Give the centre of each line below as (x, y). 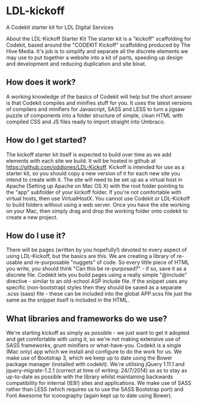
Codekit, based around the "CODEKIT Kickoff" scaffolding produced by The (98, 45)
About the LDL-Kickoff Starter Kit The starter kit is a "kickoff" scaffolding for (99, 38)
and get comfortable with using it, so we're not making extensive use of (93, 339)
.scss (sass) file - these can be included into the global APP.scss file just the (99, 294)
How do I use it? (36, 235)
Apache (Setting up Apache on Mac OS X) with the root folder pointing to (95, 186)
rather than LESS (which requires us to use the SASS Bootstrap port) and (95, 389)
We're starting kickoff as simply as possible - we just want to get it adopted (98, 333)
